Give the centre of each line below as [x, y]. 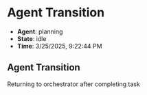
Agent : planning [40, 31]
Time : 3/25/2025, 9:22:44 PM [59, 46]
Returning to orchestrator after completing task [74, 84]
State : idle [32, 38]
